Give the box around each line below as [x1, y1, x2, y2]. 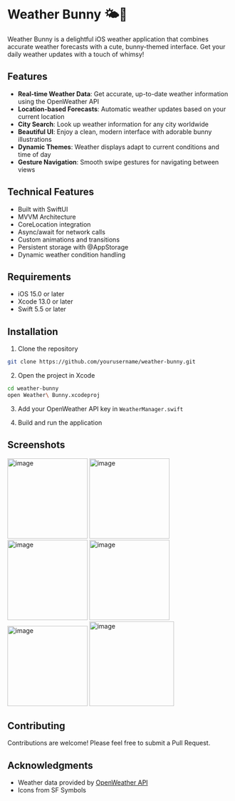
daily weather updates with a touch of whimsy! [7, 50, 145, 58]
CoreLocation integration [17, 219, 91, 229]
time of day [17, 150, 51, 158]
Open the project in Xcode [17, 371, 95, 380]
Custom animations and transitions [17, 235, 120, 244]
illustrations [17, 135, 52, 143]
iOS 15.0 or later [17, 290, 65, 299]
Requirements [7, 271, 71, 283]
